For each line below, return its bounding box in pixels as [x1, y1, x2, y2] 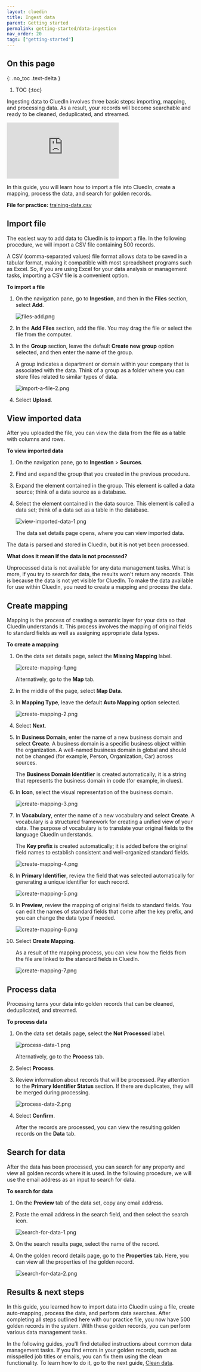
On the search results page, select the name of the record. [15, 1240, 160, 1248]
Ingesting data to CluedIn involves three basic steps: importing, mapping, [7, 98, 187, 105]
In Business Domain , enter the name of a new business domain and [15, 734, 183, 741]
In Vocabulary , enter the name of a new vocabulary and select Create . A [15, 812, 195, 819]
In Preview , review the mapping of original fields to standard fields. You [15, 902, 191, 909]
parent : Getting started [7, 20, 69, 26]
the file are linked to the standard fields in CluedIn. [15, 956, 140, 963]
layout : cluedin [7, 8, 47, 15]
